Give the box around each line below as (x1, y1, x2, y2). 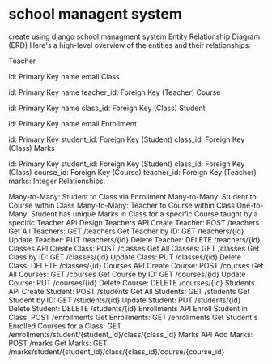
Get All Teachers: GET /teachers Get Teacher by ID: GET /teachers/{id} (8, 226, 244, 236)
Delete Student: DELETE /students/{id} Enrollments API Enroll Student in (8, 303, 249, 313)
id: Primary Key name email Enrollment (8, 118, 138, 128)
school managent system (8, 5, 182, 24)
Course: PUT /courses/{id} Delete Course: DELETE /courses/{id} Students (8, 277, 255, 288)
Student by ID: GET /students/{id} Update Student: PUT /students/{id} (8, 295, 241, 305)
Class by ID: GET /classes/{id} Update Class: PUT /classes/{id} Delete (8, 252, 241, 262)
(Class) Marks (8, 143, 55, 152)
